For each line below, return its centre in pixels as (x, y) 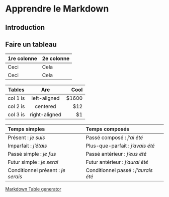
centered (46, 106)
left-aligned (46, 98)
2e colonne (56, 58)
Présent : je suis (26, 138)
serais (15, 177)
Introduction (25, 27)
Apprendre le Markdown (57, 9)
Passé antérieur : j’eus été (116, 154)
